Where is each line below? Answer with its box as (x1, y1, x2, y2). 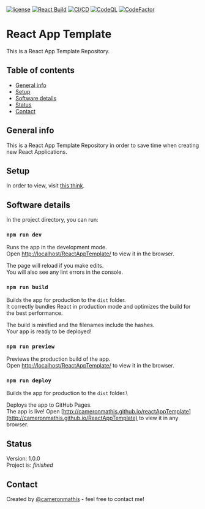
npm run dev (6, 232, 42, 238)
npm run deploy (6, 377, 52, 384)
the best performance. (6, 309, 63, 317)
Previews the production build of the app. (6, 355, 111, 363)
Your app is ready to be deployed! (6, 328, 92, 335)
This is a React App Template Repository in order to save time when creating (6, 141, 199, 149)
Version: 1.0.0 (6, 455, 41, 462)
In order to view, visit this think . (6, 182, 85, 189)
